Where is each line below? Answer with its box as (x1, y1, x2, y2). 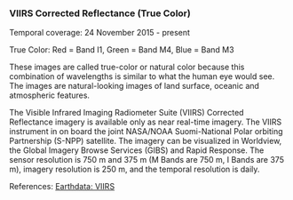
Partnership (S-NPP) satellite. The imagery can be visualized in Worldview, (9, 136, 282, 147)
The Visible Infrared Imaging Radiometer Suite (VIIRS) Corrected (9, 108, 244, 118)
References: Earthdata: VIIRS (9, 181, 115, 192)
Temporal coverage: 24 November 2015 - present (9, 28, 191, 38)
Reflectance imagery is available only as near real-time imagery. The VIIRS (9, 116, 282, 127)
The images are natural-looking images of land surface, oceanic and (9, 81, 260, 92)
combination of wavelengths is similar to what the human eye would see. (9, 71, 275, 82)
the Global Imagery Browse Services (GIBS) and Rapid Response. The (9, 145, 265, 156)
